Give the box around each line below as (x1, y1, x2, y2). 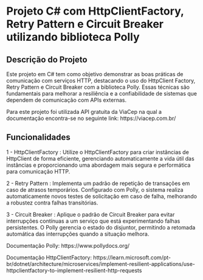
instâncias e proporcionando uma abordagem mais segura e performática (6, 161, 191, 169)
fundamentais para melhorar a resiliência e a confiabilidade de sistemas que (6, 90, 198, 97)
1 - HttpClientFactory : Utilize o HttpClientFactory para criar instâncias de (6, 148, 190, 156)
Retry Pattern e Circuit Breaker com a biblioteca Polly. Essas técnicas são (6, 83, 190, 91)
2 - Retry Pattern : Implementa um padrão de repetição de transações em (6, 180, 190, 187)
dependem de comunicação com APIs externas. (6, 96, 126, 103)
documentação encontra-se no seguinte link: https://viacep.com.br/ (6, 114, 176, 122)
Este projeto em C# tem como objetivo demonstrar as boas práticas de (6, 71, 184, 77)
